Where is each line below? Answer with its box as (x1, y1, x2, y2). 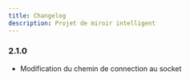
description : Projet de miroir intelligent (8, 19, 156, 27)
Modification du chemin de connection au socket (19, 63, 182, 73)
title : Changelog (8, 11, 67, 20)
